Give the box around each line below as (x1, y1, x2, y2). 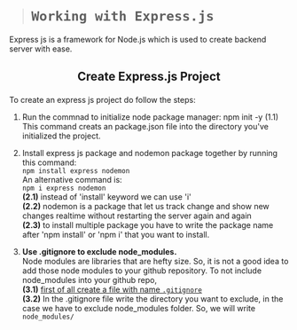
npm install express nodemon (21, 167, 130, 176)
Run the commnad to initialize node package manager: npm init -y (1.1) (21, 112, 279, 122)
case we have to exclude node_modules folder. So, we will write (21, 303, 255, 314)
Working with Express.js (30, 8, 215, 25)
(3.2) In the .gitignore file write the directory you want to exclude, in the (21, 294, 284, 304)
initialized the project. (21, 130, 101, 141)
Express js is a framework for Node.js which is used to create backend (9, 34, 267, 44)
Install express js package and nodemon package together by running (21, 148, 277, 159)
